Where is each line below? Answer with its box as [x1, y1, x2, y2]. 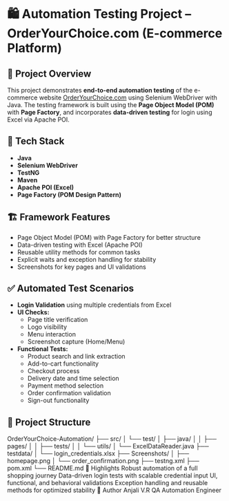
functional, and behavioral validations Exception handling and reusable [7, 479, 208, 487]
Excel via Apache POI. [7, 115, 70, 124]
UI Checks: [17, 308, 50, 316]
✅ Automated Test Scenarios [7, 283, 135, 294]
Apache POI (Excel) [17, 183, 74, 191]
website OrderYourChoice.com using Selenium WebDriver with [39, 93, 217, 102]
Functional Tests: [17, 345, 68, 353]
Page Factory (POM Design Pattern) [17, 190, 122, 198]
